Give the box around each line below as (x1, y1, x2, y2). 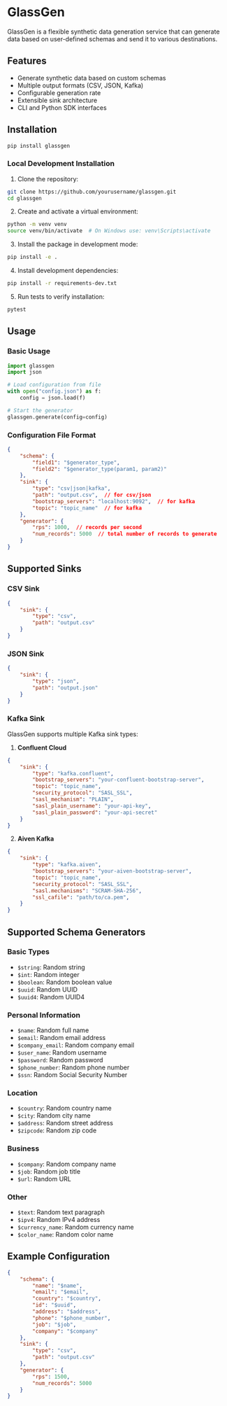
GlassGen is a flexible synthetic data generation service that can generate (7, 27, 220, 36)
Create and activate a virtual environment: (17, 207, 138, 216)
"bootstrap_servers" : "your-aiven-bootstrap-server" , (32, 868, 192, 875)
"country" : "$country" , (32, 1295, 101, 1302)
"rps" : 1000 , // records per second (32, 524, 142, 531)
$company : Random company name (17, 1160, 117, 1168)
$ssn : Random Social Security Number (17, 1071, 128, 1079)
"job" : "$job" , (32, 1321, 77, 1328)
